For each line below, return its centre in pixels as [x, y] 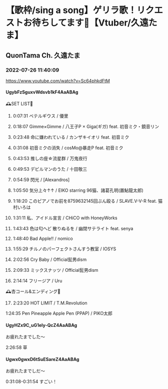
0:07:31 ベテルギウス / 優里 [40, 116]
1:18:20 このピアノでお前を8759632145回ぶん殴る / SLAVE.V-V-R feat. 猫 [88, 201]
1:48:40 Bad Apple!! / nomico [43, 239]
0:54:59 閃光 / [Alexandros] [41, 180]
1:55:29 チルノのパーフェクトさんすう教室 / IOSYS [64, 249]
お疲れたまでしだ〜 [25, 371]
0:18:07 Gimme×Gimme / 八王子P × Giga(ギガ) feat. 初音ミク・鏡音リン [86, 127]
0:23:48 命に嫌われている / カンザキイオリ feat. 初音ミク [71, 137]
